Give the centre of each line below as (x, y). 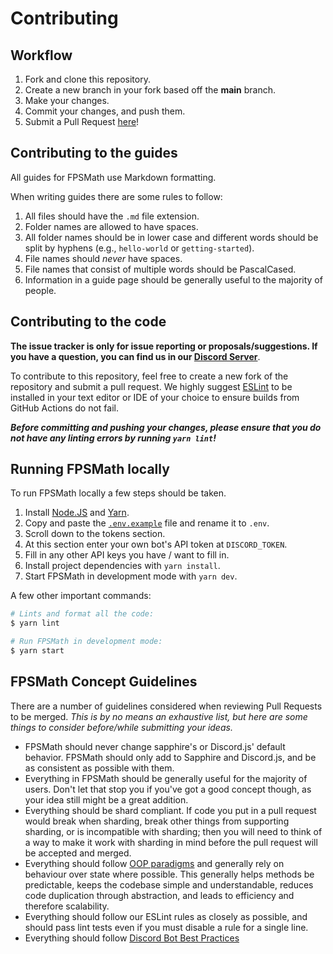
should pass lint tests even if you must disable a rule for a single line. (166, 927)
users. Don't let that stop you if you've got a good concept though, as (168, 789)
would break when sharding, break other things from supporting (157, 821)
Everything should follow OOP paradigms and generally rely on (154, 863)
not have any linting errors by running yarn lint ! (113, 438)
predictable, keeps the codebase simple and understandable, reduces (169, 884)
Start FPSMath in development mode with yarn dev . (131, 576)
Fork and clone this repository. (87, 79)
